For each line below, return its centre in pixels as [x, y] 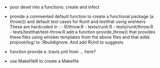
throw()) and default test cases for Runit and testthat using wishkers [78, 22]
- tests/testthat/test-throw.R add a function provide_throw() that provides [82, 32]
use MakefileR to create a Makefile [44, 61]
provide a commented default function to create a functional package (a [81, 16]
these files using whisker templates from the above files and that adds [80, 37]
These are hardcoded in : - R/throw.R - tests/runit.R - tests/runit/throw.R [81, 27]
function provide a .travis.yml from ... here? [53, 51]
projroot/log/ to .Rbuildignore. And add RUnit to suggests [66, 42]
